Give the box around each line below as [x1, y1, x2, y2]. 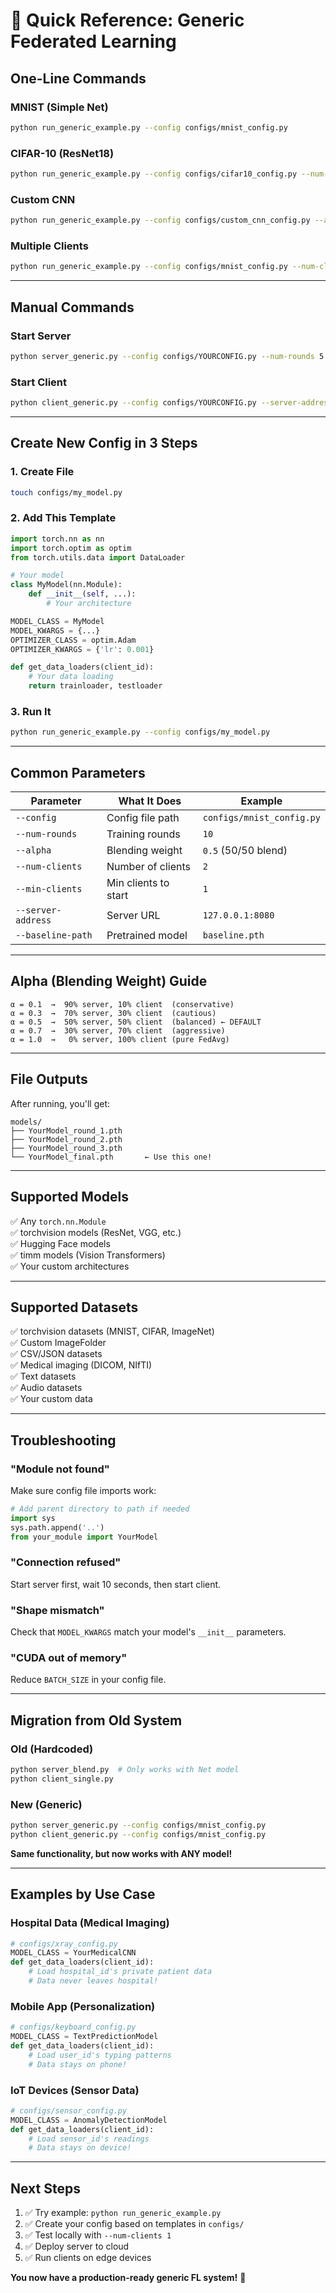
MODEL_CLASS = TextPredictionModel [10, 2032, 159, 2042]
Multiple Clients [10, 239, 89, 253]
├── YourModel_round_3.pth [10, 1143, 123, 1153]
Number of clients [106, 860, 192, 874]
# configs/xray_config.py [10, 1939, 118, 1949]
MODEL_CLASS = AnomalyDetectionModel [10, 2115, 168, 2125]
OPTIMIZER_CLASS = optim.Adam [10, 635, 137, 645]
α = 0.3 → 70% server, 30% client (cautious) [10, 1008, 217, 1018]
